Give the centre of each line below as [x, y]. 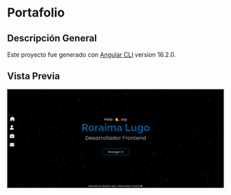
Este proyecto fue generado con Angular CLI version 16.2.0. [92, 54]
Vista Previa [34, 76]
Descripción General [52, 38]
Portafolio [36, 13]
